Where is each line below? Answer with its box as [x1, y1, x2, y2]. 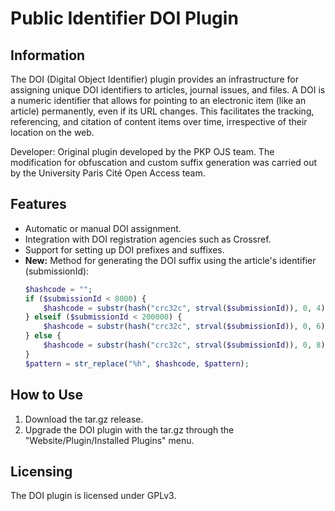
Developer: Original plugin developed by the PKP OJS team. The [10, 146, 275, 157]
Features [10, 196, 67, 213]
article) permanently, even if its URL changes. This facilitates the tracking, [10, 105, 315, 117]
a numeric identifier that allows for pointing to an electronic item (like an [10, 95, 307, 106]
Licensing [10, 463, 73, 480]
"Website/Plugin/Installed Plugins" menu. [24, 434, 195, 446]
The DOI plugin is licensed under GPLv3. [10, 490, 177, 502]
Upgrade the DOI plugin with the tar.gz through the [24, 423, 235, 436]
